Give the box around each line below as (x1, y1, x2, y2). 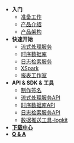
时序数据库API (20, 101, 55, 108)
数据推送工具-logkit (20, 116, 68, 123)
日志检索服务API (20, 109, 60, 116)
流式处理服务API (20, 94, 60, 101)
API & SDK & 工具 (11, 79, 54, 86)
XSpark (20, 65, 39, 71)
